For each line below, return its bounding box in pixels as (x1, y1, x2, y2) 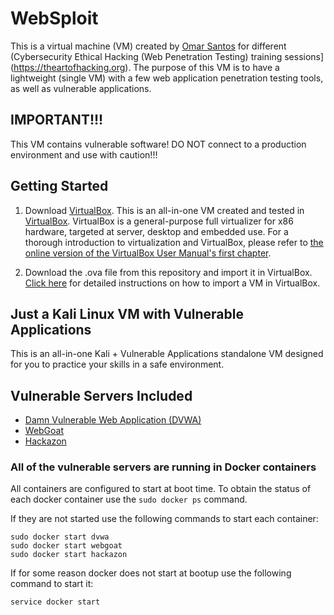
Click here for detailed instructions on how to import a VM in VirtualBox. (24, 277, 321, 289)
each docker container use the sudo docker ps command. (10, 493, 248, 506)
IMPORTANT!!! (10, 112, 104, 129)
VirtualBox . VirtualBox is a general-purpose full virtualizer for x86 (24, 215, 294, 227)
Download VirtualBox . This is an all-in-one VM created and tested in (24, 204, 305, 216)
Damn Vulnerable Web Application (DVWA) (24, 414, 202, 426)
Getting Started (10, 178, 109, 195)
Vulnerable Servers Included (10, 387, 193, 404)
